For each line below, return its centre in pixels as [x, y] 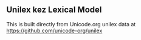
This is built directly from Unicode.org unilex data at [71, 24]
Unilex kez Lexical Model [54, 10]
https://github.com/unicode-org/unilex [54, 30]
